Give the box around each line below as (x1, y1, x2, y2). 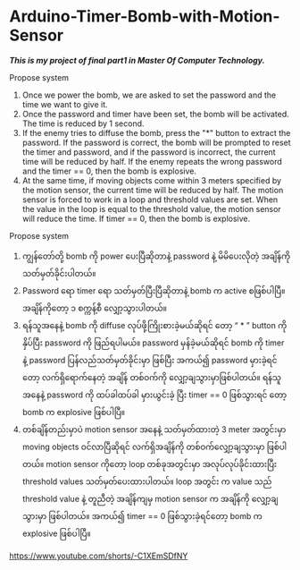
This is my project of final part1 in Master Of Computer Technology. (9, 55, 265, 65)
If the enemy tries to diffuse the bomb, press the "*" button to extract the (21, 127, 291, 138)
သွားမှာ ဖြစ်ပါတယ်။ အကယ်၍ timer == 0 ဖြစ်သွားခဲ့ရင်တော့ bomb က (21, 510, 262, 521)
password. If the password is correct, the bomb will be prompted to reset (21, 137, 292, 148)
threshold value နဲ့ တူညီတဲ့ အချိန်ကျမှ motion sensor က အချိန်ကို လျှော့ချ (21, 493, 279, 504)
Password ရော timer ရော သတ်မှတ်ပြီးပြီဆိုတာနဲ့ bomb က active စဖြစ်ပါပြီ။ (21, 285, 286, 296)
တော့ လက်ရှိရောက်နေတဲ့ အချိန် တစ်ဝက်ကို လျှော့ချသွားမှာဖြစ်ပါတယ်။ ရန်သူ (21, 371, 282, 382)
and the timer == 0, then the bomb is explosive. (21, 166, 196, 176)
